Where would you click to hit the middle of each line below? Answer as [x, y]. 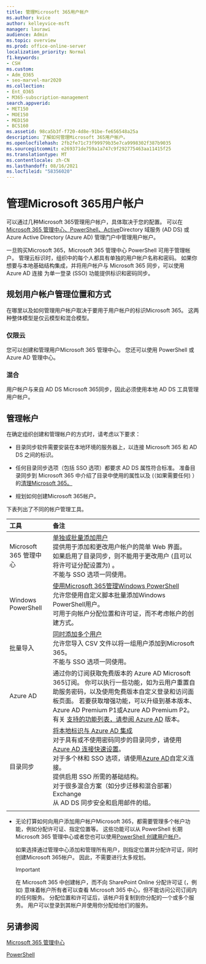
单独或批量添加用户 [80, 538]
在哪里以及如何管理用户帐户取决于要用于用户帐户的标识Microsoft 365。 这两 [103, 310]
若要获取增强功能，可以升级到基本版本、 [137, 701]
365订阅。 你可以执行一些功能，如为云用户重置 [121, 683]
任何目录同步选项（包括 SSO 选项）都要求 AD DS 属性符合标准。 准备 [102, 468]
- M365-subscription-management [48, 97]
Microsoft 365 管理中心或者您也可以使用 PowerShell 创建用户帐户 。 [100, 837]
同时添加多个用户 [77, 634]
